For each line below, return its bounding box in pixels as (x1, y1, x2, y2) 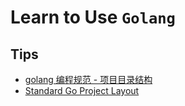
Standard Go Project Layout (24, 85, 140, 96)
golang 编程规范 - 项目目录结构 (24, 74, 153, 85)
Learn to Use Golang (10, 6, 176, 29)
